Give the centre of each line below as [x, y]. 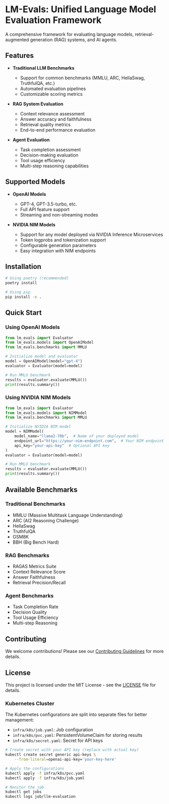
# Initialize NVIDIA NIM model [38, 427]
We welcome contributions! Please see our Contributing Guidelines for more [85, 651]
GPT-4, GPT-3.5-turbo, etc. [49, 204]
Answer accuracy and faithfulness [56, 119]
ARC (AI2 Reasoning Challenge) [46, 520]
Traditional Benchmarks [35, 504]
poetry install [21, 283]
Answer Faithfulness [34, 577]
